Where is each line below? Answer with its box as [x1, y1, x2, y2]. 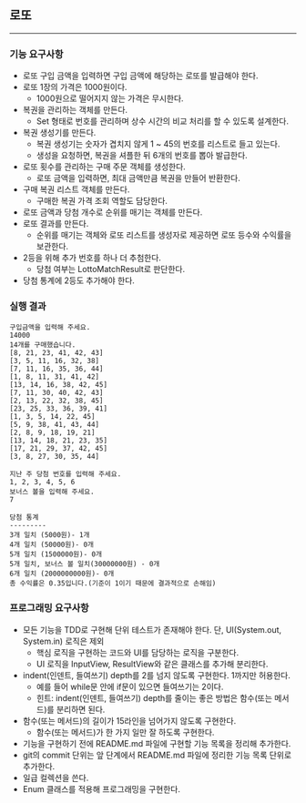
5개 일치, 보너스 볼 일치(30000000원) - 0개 [9, 560, 160, 569]
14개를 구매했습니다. [9, 341, 76, 350]
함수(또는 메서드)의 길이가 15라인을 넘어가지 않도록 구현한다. [22, 715, 237, 726]
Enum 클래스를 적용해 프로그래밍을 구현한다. [22, 783, 180, 794]
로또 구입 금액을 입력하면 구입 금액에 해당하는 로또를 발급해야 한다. [22, 70, 259, 81]
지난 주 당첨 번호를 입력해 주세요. [9, 470, 122, 479]
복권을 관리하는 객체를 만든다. [22, 105, 128, 116]
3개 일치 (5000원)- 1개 [9, 531, 90, 540]
